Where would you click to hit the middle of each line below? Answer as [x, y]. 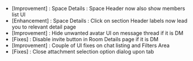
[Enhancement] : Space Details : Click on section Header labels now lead [99, 21]
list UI [18, 15]
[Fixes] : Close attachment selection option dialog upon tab [83, 51]
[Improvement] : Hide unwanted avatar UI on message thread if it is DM [97, 33]
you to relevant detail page [44, 27]
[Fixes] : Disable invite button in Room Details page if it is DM [85, 39]
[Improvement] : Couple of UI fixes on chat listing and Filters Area [90, 45]
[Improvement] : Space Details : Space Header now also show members [98, 8]
